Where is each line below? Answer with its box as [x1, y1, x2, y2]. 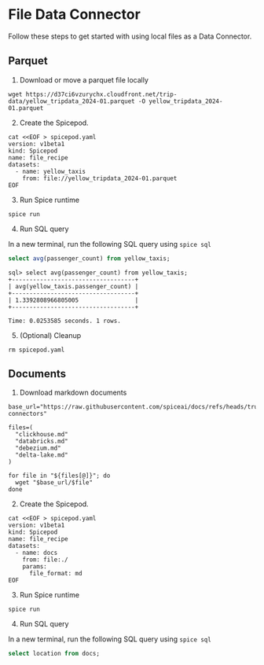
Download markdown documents [19, 388, 127, 398]
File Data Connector [8, 6, 141, 24]
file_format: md [28, 570, 82, 578]
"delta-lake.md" [15, 451, 68, 459]
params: [22, 563, 47, 571]
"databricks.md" [15, 438, 68, 446]
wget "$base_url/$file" [15, 479, 93, 487]
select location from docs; [8, 650, 101, 658]
